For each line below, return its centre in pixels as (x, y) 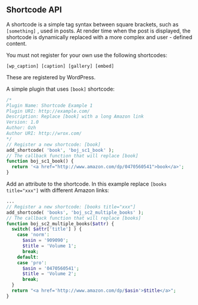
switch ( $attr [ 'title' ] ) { (47, 229)
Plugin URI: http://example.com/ (48, 111)
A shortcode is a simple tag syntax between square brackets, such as (92, 24)
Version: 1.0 (23, 122)
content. (17, 43)
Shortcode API (34, 10)
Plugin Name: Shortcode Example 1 (50, 105)
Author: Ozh (21, 128)
